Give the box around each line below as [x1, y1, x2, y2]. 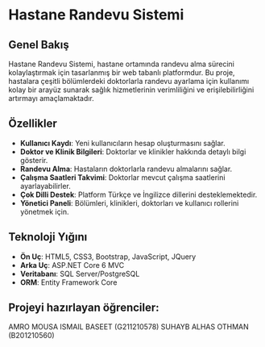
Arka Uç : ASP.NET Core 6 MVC [19, 260, 125, 270]
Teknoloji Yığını [8, 230, 88, 244]
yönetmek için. [19, 207, 69, 216]
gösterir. [19, 155, 48, 165]
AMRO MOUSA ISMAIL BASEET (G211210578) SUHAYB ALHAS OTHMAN [8, 322, 250, 332]
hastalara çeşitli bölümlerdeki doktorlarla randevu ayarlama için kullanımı [8, 77, 250, 86]
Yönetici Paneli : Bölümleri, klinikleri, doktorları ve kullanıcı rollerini [19, 198, 239, 207]
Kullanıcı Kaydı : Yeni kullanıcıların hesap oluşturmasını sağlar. [19, 138, 226, 148]
